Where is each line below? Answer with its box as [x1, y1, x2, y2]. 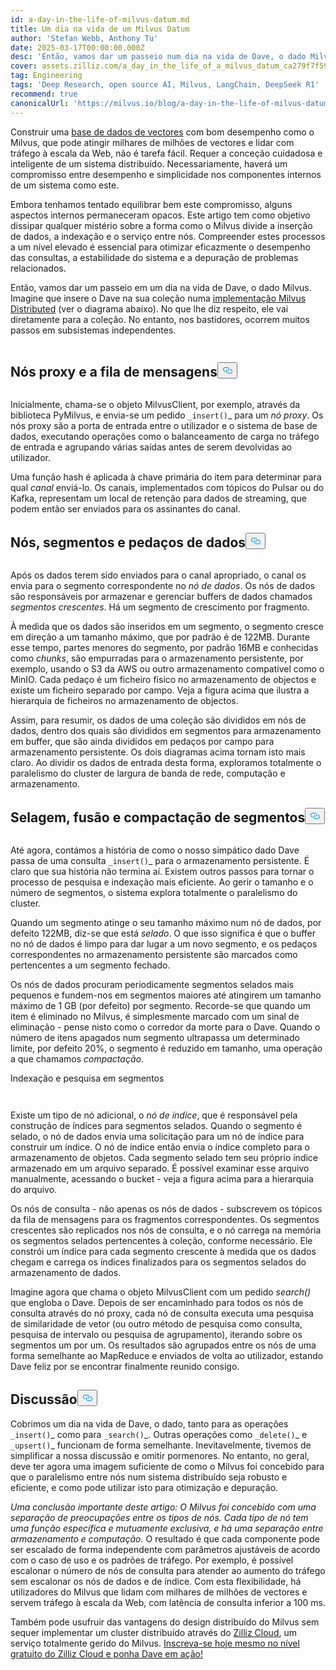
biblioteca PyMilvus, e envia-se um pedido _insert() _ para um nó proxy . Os [10, 409, 324, 421]
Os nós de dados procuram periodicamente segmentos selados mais [10, 978, 295, 990]
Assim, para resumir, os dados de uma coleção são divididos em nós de [10, 714, 307, 726]
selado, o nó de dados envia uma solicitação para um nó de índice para [10, 1130, 305, 1142]
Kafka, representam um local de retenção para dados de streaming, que [10, 492, 307, 505]
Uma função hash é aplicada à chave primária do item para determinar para [10, 471, 322, 483]
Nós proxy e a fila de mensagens [10, 363, 218, 380]
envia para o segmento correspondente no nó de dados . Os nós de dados [10, 580, 315, 592]
